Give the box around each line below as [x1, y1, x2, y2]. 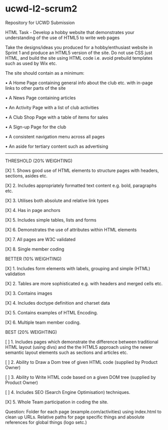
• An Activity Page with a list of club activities [5, 104, 99, 110]
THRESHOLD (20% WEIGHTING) [5, 157, 72, 163]
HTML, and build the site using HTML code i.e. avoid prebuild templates [5, 55, 153, 61]
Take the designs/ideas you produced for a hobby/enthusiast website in [5, 44, 153, 50]
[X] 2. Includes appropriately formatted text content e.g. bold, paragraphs [5, 182, 157, 188]
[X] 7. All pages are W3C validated [5, 236, 76, 242]
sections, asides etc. [5, 172, 47, 178]
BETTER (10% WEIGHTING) [5, 256, 62, 262]
